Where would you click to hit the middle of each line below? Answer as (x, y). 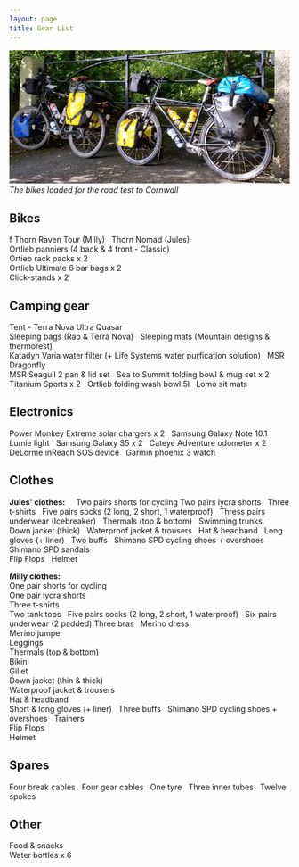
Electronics (41, 412)
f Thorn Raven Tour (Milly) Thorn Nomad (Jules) (100, 240)
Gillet (19, 671)
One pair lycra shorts (48, 595)
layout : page (33, 19)
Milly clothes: (35, 576)
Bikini (19, 661)
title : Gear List (41, 28)
